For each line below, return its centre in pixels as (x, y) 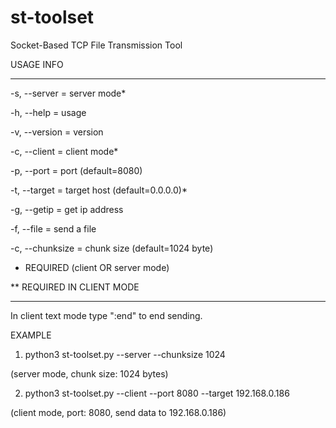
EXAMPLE (31, 335)
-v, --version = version (57, 132)
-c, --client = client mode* (64, 151)
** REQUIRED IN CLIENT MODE (75, 287)
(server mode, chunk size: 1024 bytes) (89, 373)
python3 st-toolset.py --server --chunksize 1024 (125, 354)
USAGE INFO (37, 64)
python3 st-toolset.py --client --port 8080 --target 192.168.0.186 (157, 393)
